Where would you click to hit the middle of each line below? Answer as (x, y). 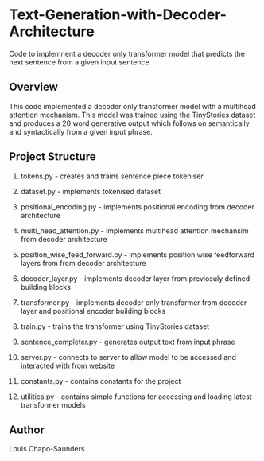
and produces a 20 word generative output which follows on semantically (129, 123)
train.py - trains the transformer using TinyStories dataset (115, 326)
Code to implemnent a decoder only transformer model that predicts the (127, 53)
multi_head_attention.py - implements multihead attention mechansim (134, 230)
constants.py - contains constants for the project (101, 381)
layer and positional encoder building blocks (93, 311)
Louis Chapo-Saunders (47, 449)
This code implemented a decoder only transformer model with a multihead (133, 106)
